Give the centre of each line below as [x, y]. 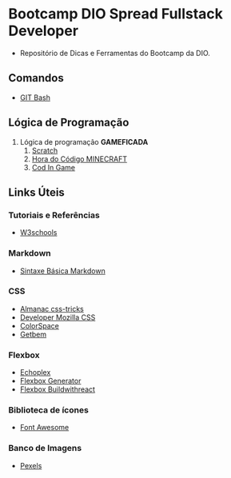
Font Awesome [44, 428]
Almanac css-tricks [52, 309]
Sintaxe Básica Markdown [62, 271]
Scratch [45, 150]
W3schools [38, 233]
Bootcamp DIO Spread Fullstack [116, 14]
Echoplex [35, 372]
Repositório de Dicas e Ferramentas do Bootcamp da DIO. [115, 53]
